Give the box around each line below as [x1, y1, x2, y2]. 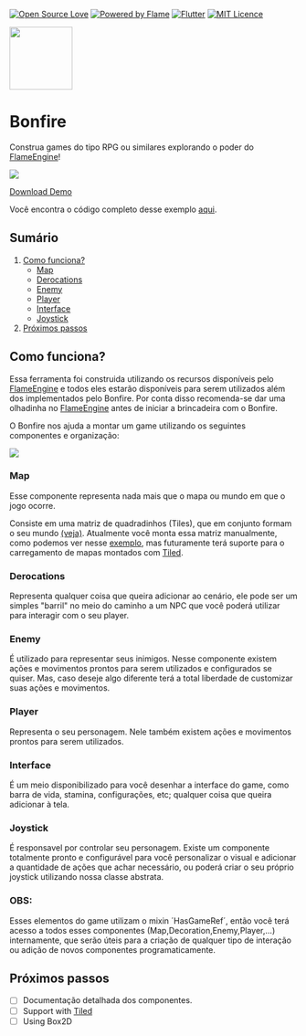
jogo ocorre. [9, 500, 57, 511]
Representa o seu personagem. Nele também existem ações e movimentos [9, 726, 292, 737]
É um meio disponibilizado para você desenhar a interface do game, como [9, 779, 290, 790]
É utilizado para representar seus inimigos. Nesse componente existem [9, 653, 277, 664]
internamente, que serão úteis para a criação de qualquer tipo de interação [9, 935, 292, 946]
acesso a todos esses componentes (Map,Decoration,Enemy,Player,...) [9, 925, 276, 936]
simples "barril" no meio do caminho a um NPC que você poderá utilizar [9, 600, 280, 611]
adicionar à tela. [9, 799, 70, 810]
